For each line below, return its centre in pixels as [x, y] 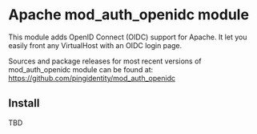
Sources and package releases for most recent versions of [105, 61]
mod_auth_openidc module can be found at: [81, 69]
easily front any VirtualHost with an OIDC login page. [95, 45]
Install [24, 103]
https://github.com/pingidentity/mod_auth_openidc [92, 78]
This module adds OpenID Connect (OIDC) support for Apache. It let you [128, 37]
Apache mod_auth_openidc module [129, 15]
